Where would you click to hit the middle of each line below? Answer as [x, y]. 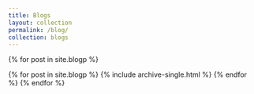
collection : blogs [38, 37]
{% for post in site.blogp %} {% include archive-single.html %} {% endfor [127, 74]
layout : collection [40, 23]
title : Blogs [30, 15]
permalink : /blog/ [38, 30]
